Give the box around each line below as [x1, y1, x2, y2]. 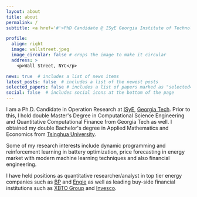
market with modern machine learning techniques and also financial [6, 155, 170, 161]
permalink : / [6, 19, 38, 25]
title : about [6, 14, 38, 20]
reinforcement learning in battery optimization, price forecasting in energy [6, 148, 185, 155]
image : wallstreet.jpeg [11, 46, 69, 53]
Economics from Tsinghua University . [6, 131, 97, 138]
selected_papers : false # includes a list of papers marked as [6, 84, 164, 90]
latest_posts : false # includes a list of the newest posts [6, 79, 159, 85]
